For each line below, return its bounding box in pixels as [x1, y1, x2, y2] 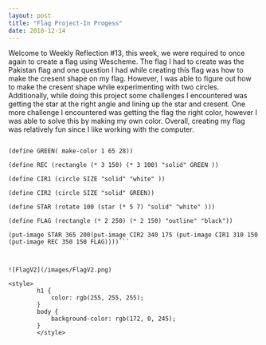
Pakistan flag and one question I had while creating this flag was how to [8, 65, 244, 75]
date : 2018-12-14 [8, 26, 66, 34]
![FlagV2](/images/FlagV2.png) [8, 266, 112, 274]
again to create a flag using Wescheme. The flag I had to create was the [8, 57, 244, 66]
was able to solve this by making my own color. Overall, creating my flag [8, 117, 245, 126]
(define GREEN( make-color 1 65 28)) [8, 147, 134, 156]
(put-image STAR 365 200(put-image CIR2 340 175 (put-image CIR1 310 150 [8, 231, 259, 240]
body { [37, 308, 59, 316]
